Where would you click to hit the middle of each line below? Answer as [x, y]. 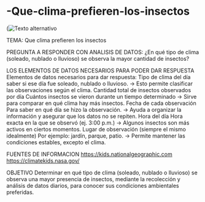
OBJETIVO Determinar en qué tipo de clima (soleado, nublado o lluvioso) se [102, 173]
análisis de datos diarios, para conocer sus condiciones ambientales [93, 185]
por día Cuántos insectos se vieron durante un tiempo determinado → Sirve [102, 96]
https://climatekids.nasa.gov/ [43, 160]
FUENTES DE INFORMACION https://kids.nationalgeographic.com [90, 154]
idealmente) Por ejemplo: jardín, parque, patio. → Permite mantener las [96, 136]
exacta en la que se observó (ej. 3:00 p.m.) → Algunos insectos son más [98, 122]
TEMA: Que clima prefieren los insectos [56, 40]
